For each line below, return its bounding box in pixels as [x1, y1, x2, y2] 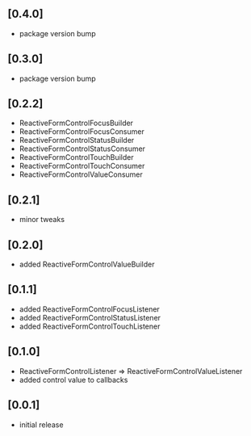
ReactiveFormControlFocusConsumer [19, 127, 144, 136]
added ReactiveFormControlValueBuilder [19, 259, 155, 270]
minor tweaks [19, 215, 65, 224]
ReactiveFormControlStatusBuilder [19, 136, 135, 145]
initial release [19, 420, 64, 430]
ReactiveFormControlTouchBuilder [19, 153, 134, 162]
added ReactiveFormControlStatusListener [19, 312, 161, 322]
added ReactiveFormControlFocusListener [19, 304, 161, 314]
